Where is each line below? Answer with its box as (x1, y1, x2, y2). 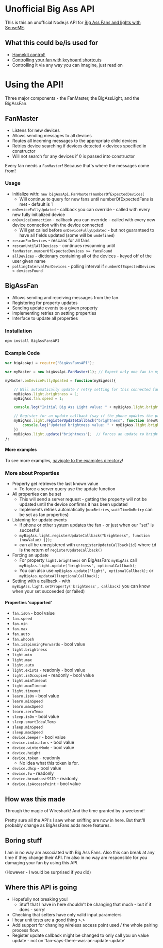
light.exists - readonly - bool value (12, 667, 86, 673)
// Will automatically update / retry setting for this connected (14, 387, 151, 392)
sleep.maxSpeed (12, 730, 43, 735)
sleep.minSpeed (12, 725, 43, 730)
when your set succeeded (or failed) (12, 589, 85, 594)
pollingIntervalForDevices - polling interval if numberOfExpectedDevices (12, 263, 155, 269)
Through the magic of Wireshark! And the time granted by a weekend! (5, 808, 145, 814)
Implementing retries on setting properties (12, 310, 97, 316)
